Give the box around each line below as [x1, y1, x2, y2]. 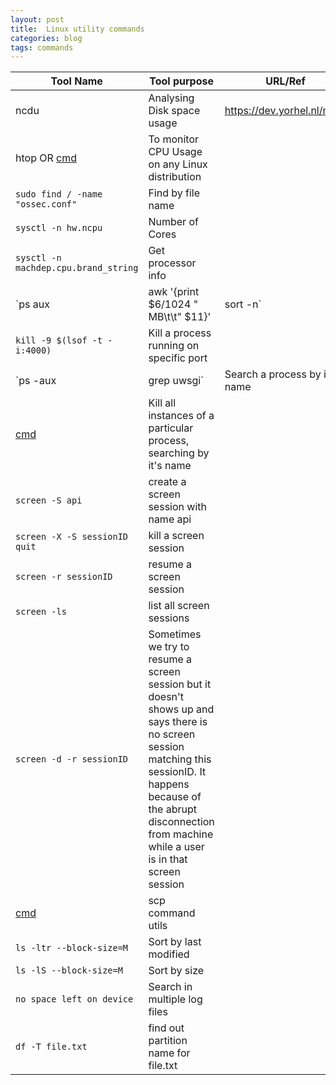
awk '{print [148, 285, 200, 299]
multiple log [148, 992, 203, 1006]
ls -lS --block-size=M [15, 965, 123, 976]
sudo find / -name [15, 189, 103, 200]
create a [148, 475, 187, 489]
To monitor [148, 132, 200, 146]
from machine [148, 827, 214, 841]
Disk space [148, 104, 201, 118]
